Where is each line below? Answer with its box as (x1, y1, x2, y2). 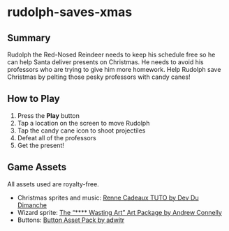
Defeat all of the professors (17, 133, 96, 142)
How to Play (7, 93, 61, 105)
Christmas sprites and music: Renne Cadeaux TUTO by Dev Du (17, 193, 199, 202)
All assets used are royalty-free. (7, 179, 99, 188)
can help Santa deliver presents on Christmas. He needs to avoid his (7, 58, 204, 66)
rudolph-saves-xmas (7, 4, 133, 20)
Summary (7, 32, 51, 44)
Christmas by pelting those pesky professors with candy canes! (7, 73, 191, 81)
